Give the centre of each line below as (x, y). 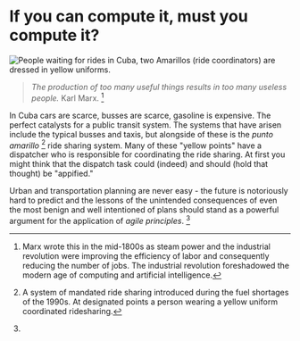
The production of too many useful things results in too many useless (159, 87)
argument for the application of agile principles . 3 (100, 220)
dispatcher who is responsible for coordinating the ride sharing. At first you (147, 154)
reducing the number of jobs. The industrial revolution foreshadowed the (156, 265)
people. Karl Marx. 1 (67, 97)
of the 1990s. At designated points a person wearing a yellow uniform (150, 302)
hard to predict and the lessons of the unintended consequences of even (143, 200)
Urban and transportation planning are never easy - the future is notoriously (149, 191)
